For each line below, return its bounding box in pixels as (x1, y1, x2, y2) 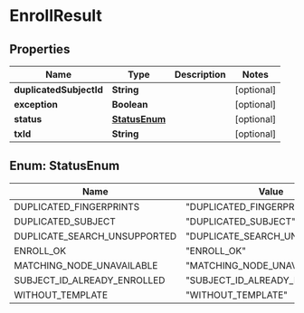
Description (175, 69, 226, 81)
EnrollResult (9, 5, 102, 26)
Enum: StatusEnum (9, 158, 120, 174)
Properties (9, 42, 71, 57)
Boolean (111, 99, 148, 110)
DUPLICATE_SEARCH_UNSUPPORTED (14, 230, 177, 242)
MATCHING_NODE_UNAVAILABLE (14, 259, 158, 271)
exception (14, 99, 59, 110)
